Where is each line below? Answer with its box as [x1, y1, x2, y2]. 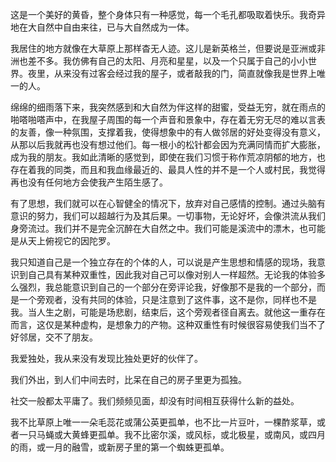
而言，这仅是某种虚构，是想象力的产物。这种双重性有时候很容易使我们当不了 [10, 319, 326, 330]
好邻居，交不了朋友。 [10, 331, 98, 343]
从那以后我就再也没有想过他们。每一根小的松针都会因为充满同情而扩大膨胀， [10, 139, 326, 150]
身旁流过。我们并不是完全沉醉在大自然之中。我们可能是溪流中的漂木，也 [10, 223, 308, 234]
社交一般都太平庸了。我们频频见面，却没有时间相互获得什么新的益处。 [10, 395, 300, 407]
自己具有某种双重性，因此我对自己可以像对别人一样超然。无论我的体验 [27, 269, 317, 280]
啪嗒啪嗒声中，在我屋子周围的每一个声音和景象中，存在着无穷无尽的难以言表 [10, 114, 326, 125]
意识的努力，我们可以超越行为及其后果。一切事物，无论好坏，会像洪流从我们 [10, 210, 326, 222]
